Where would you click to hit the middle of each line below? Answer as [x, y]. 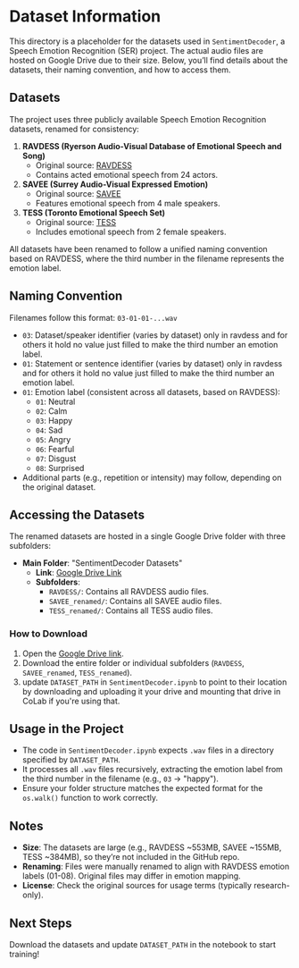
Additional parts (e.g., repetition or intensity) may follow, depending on [152, 477]
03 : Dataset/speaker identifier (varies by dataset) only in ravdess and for [155, 335]
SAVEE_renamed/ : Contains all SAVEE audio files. [135, 602]
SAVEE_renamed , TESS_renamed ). [77, 672]
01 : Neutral [55, 401]
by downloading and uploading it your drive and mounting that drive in [151, 691]
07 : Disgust [56, 459]
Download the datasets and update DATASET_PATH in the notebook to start [143, 945]
